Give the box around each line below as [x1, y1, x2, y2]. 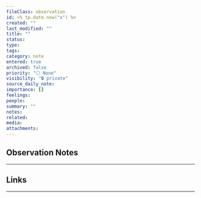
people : [6, 98, 26, 103]
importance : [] [6, 87, 44, 93]
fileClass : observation [6, 8, 66, 15]
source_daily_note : [6, 81, 55, 87]
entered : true [6, 59, 42, 65]
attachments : [6, 126, 39, 132]
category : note [6, 53, 44, 59]
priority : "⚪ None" [6, 70, 57, 76]
